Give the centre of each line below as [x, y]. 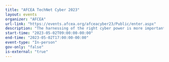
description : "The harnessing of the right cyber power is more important [85, 28]
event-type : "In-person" [31, 42]
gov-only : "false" [24, 47]
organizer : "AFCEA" [26, 19]
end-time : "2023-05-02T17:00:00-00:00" [47, 38]
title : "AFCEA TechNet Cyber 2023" [43, 10]
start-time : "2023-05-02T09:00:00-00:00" [49, 33]
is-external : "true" [27, 51]
